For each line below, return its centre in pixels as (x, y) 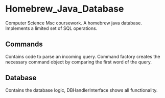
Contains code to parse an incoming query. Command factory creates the (83, 56)
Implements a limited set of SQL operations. (51, 28)
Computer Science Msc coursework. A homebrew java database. (74, 23)
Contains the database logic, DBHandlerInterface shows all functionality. (81, 90)
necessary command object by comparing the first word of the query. (79, 62)
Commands (24, 44)
